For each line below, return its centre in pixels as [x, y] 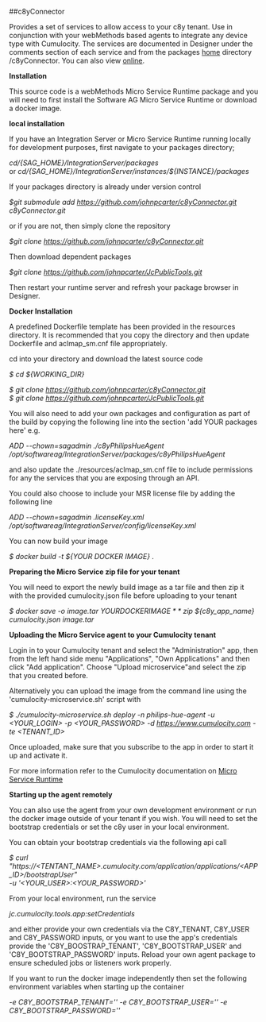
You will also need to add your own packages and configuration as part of [130, 413]
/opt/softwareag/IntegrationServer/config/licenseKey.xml [103, 526]
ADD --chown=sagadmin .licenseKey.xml [77, 517]
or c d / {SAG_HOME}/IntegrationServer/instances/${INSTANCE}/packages [129, 171]
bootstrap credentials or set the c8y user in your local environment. [119, 827]
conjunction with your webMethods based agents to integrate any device [129, 35]
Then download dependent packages [70, 256]
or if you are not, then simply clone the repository [90, 226]
